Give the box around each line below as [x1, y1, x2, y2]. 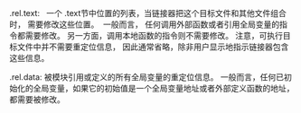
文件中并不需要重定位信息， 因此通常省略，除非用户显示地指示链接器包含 [16, 41, 289, 52]
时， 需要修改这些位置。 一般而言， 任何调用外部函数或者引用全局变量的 [9, 19, 280, 30]
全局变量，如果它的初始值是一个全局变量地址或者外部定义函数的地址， [33, 83, 295, 93]
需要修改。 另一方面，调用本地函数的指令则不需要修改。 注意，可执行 [24, 30, 283, 40]
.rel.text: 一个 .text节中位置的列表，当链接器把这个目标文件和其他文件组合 [9, 8, 287, 18]
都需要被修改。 [9, 94, 65, 105]
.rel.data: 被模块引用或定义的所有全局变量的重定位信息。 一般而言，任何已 [9, 72, 285, 83]
